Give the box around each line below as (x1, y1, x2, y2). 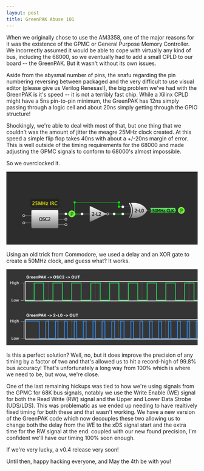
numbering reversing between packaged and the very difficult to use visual (6, 78, 194, 85)
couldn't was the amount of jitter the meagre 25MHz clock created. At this (6, 128, 192, 136)
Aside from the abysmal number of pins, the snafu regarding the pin (6, 71, 176, 78)
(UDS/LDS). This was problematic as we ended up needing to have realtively (6, 402, 198, 410)
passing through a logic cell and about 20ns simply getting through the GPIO (6, 103, 198, 111)
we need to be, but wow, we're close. (6, 371, 100, 378)
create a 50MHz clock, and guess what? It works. (6, 257, 131, 264)
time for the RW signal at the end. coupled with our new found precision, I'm (6, 428, 197, 435)
